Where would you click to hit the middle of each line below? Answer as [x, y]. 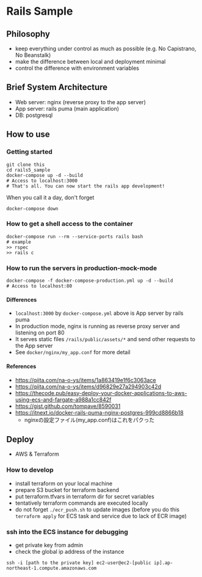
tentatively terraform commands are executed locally [81, 503]
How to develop [30, 470]
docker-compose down [33, 209]
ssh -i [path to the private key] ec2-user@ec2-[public [79, 563]
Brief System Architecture [57, 87]
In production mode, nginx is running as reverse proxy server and [97, 326]
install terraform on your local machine [64, 483]
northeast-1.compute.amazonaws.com [52, 568]
